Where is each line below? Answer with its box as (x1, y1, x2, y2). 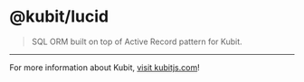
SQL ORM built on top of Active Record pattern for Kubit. (31, 36, 242, 47)
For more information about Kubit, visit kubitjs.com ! (9, 61, 201, 73)
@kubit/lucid (9, 6, 109, 27)
